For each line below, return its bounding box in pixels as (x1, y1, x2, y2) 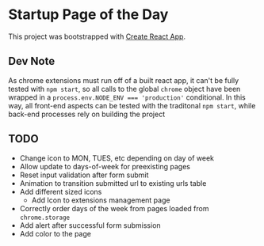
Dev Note (8, 55, 55, 68)
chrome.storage (19, 214, 71, 221)
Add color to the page (19, 229, 91, 238)
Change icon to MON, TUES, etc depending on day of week (19, 153, 214, 163)
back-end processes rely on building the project (8, 109, 165, 119)
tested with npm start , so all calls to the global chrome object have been (8, 84, 241, 93)
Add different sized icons (19, 187, 102, 196)
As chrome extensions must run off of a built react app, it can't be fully (8, 75, 239, 85)
